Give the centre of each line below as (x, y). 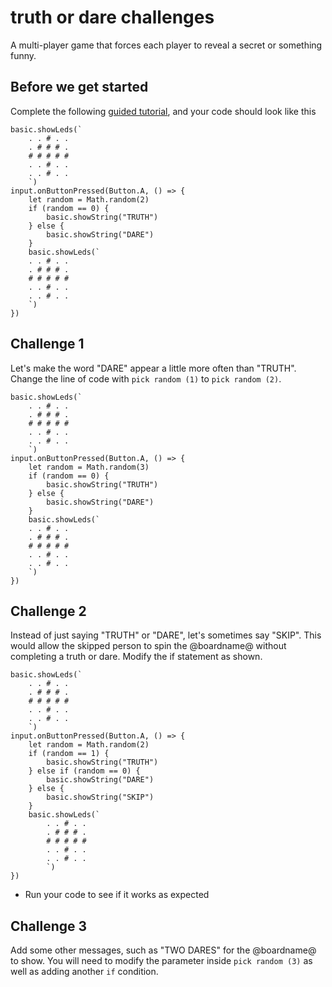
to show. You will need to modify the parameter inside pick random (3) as (161, 961)
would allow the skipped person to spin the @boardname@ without (148, 646)
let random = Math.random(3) (89, 467)
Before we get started (79, 87)
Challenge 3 (49, 926)
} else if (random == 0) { (84, 771)
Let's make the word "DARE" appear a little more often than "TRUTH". (153, 368)
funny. (23, 55)
